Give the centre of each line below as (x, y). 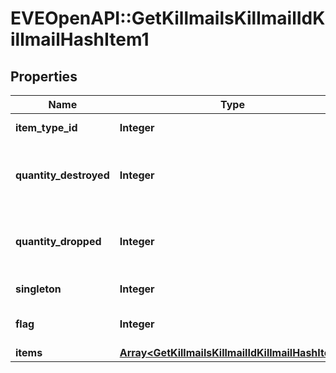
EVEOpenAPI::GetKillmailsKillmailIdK (168, 18)
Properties (44, 76)
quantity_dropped (58, 241)
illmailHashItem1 (80, 39)
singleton (38, 289)
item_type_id (46, 127)
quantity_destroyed (62, 175)
